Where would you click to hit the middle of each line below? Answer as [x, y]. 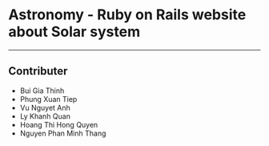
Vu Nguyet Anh [45, 107]
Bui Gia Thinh [42, 91]
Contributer [38, 71]
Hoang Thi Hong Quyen [59, 124]
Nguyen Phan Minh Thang [63, 133]
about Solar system [74, 32]
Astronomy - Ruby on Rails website [127, 15]
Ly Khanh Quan [45, 116]
